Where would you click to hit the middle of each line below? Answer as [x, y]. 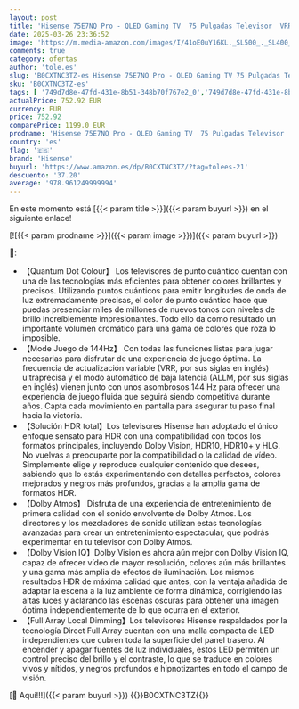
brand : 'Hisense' [41, 158]
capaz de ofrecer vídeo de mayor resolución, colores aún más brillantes [154, 563]
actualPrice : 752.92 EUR [55, 100]
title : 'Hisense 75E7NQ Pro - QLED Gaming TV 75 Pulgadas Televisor [141, 26]
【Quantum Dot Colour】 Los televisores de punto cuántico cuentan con [154, 271]
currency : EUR [36, 109]
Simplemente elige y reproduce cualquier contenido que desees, [141, 465]
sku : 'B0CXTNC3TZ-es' [49, 84]
